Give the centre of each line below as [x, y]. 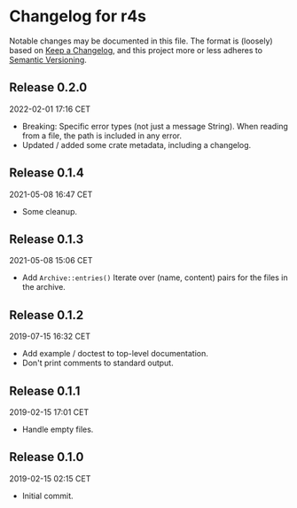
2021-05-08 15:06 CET [51, 261]
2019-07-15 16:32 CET [50, 336]
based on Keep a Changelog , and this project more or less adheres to [136, 50]
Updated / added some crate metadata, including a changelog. [137, 145]
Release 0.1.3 [47, 239]
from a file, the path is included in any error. [102, 136]
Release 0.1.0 [47, 457]
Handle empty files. [58, 429]
